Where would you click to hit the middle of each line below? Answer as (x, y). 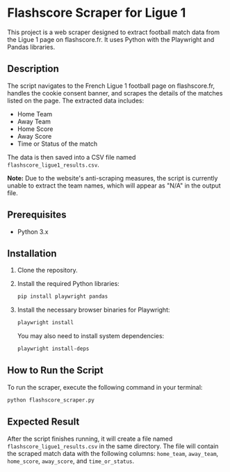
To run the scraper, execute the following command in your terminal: (105, 387)
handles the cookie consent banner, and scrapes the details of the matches (115, 93)
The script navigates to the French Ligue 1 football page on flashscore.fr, (111, 86)
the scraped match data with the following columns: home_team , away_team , (113, 453)
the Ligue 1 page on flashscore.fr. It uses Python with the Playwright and (111, 39)
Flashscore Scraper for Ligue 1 (97, 13)
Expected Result (43, 422)
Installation (32, 253)
